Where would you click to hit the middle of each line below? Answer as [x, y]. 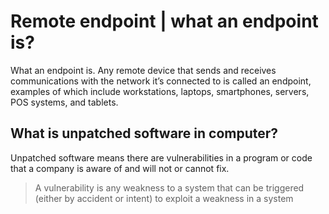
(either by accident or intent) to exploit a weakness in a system [164, 198]
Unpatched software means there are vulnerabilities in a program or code [161, 157]
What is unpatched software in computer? [144, 133]
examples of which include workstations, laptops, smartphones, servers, [160, 91]
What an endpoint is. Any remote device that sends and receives [143, 70]
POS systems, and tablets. [64, 102]
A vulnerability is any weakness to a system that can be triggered [169, 187]
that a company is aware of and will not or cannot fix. [120, 168]
